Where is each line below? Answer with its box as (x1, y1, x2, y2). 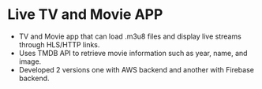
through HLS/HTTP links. (18, 39, 100, 49)
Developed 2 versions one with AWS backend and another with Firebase (18, 65, 254, 74)
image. (18, 57, 42, 66)
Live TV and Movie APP (7, 6, 163, 24)
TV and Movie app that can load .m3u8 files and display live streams (18, 32, 241, 41)
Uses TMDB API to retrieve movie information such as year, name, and (18, 48, 248, 57)
